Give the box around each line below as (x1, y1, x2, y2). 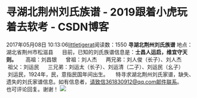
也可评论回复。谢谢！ (6, 86, 59, 93)
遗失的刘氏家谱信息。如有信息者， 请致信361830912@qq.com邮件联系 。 (6, 78, 183, 85)
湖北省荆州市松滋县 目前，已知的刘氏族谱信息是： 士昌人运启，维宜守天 (6, 48, 188, 55)
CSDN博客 (57, 20, 109, 34)
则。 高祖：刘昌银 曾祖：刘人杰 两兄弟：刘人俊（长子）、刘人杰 (6, 56, 182, 63)
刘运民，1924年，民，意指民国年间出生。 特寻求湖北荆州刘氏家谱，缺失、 (7, 71, 195, 78)
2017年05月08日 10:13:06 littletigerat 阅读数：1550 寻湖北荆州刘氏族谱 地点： (6, 41, 193, 48)
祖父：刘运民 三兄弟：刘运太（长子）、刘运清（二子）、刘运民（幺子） (7, 63, 184, 70)
